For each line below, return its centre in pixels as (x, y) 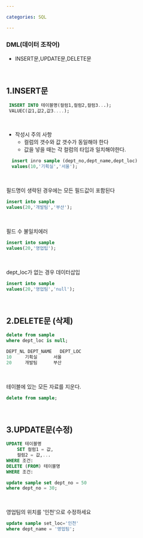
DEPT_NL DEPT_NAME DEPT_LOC (44, 352)
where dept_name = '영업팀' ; (41, 529)
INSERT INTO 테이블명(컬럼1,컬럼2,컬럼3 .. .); (60, 105)
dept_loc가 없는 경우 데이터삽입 (43, 272)
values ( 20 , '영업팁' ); (31, 248)
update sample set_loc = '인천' (42, 524)
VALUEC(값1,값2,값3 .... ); (39, 111)
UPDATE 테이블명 (24, 444)
